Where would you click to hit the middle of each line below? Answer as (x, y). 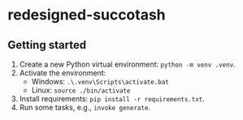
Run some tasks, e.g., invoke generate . (85, 107)
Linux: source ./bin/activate (81, 90)
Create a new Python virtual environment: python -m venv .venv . (128, 64)
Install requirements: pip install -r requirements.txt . (112, 99)
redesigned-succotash (87, 15)
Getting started (47, 45)
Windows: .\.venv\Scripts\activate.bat (100, 81)
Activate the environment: (63, 73)
